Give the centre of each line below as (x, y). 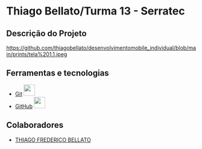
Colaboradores (35, 125)
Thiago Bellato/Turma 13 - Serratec (96, 11)
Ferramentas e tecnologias (58, 73)
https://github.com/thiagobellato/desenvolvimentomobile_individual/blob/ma (101, 48)
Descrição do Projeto (46, 33)
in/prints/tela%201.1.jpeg (37, 54)
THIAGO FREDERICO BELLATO (53, 139)
